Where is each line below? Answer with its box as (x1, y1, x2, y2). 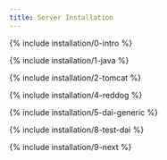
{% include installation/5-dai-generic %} (9, 106, 159, 117)
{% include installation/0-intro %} (9, 38, 133, 48)
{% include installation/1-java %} (9, 55, 129, 65)
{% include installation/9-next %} (9, 141, 132, 152)
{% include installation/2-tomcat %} (9, 72, 141, 83)
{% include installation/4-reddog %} (9, 89, 143, 100)
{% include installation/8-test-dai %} (9, 124, 145, 135)
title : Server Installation (9, 13, 114, 22)
